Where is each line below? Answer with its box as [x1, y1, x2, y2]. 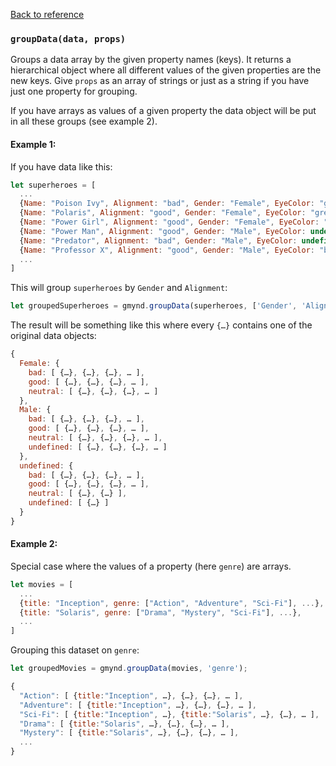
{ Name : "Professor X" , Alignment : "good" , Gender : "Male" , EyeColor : [19, 245, 316, 255]
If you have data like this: [10, 160, 113, 173]
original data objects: [10, 330, 97, 342]
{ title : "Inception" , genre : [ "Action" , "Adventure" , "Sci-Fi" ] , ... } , [19, 598, 325, 608]
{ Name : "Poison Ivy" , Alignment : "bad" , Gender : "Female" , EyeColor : [19, 199, 316, 209]
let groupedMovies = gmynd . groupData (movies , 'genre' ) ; [10, 664, 248, 674]
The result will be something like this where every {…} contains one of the [10, 319, 313, 331]
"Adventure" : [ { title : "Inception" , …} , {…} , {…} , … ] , [19, 700, 257, 710]
